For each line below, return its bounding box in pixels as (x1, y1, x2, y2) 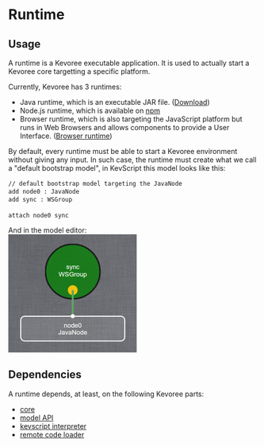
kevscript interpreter (19, 421, 87, 430)
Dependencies (8, 368, 82, 382)
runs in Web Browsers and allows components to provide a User (19, 123, 230, 132)
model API (19, 413, 54, 422)
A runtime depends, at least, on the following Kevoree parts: (8, 389, 205, 399)
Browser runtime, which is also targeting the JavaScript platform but (19, 114, 243, 124)
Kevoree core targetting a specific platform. (8, 67, 151, 76)
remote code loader (19, 430, 85, 439)
